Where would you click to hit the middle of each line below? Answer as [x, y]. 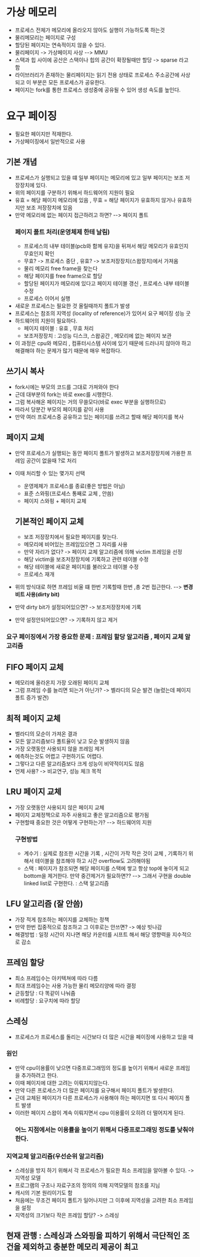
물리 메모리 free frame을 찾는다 [61, 268]
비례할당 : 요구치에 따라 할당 [47, 1000]
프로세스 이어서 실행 [47, 298]
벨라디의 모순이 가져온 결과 [46, 734]
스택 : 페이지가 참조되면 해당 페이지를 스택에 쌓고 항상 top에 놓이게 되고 [106, 868]
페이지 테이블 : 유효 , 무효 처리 [59, 328]
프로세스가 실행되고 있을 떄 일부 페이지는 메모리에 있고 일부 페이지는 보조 [99, 178]
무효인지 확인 [39, 253]
